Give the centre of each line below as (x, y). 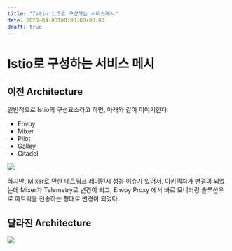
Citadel (28, 154)
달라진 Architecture (49, 223)
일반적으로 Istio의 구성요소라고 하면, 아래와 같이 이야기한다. (88, 110)
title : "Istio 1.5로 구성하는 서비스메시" (63, 14)
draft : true (25, 27)
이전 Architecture (45, 91)
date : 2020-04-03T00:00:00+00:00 (56, 20)
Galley (27, 146)
